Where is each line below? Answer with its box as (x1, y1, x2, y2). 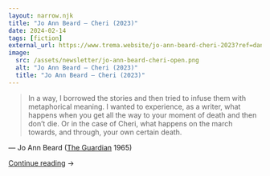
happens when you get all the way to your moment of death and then (27, 110, 257, 120)
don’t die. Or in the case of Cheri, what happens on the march (27, 118, 233, 128)
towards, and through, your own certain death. (27, 127, 182, 137)
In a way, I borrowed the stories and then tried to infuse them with (27, 93, 247, 102)
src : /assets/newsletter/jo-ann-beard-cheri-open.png (15, 57, 199, 65)
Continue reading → (8, 158, 75, 168)
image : (8, 49, 31, 57)
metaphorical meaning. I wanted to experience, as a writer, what (27, 102, 241, 111)
